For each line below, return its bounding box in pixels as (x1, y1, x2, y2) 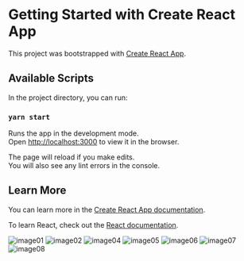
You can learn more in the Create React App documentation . (8, 205, 206, 214)
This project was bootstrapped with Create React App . (8, 48, 187, 58)
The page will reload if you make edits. (8, 152, 135, 162)
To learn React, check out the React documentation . (8, 220, 179, 229)
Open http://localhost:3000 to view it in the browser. (8, 137, 180, 147)
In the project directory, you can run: (8, 93, 128, 102)
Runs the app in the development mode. (8, 129, 139, 138)
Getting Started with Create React (8, 6, 236, 24)
